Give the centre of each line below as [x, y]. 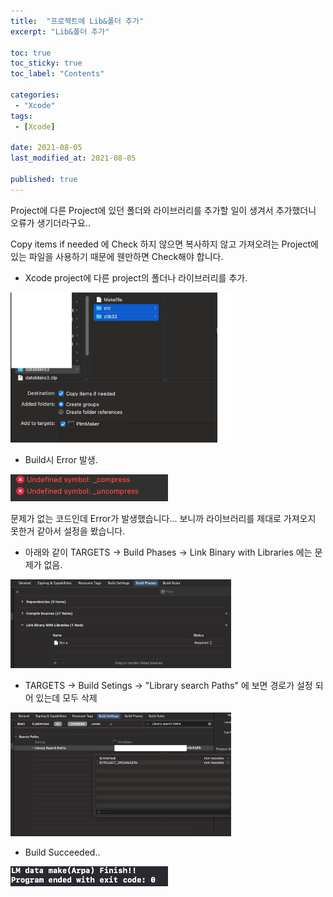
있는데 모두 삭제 [66, 697]
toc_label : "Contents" [57, 74]
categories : [35, 95]
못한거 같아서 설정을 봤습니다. [68, 531]
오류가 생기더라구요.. [50, 222]
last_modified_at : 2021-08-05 [73, 158]
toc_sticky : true [46, 63]
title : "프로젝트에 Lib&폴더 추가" [77, 21]
